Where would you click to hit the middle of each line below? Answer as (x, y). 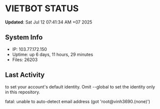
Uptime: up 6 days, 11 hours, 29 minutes (53, 54)
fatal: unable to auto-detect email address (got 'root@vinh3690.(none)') (78, 101)
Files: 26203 (25, 60)
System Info (24, 37)
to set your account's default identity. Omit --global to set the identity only (80, 87)
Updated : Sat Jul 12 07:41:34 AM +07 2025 (49, 22)
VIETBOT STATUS (42, 9)
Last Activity (25, 75)
